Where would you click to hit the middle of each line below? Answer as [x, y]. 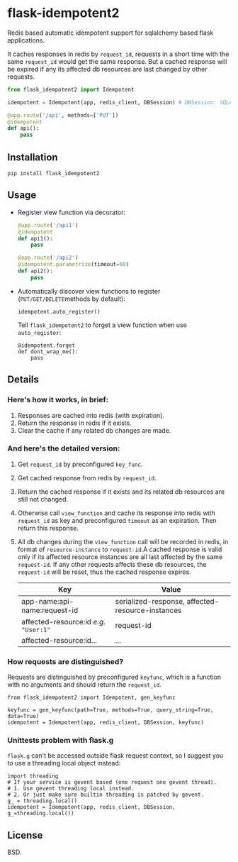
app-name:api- [47, 601]
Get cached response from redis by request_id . [87, 477]
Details [23, 380]
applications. [26, 40]
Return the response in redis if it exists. [75, 423]
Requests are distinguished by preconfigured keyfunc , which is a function [114, 677]
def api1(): [35, 238]
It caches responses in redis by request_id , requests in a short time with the [118, 54]
